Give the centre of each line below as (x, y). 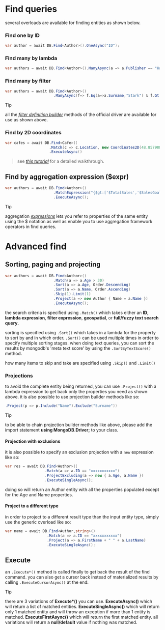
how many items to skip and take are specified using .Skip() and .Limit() (80, 363)
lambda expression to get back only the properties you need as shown (76, 392)
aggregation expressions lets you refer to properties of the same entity (77, 216)
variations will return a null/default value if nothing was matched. (71, 622)
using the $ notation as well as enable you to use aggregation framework (79, 221)
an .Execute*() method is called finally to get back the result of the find (77, 572)
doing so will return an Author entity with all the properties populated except (82, 489)
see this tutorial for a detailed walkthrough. (61, 161)
